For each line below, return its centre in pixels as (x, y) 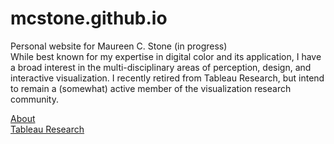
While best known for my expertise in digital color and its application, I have (166, 56)
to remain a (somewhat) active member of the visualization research (151, 88)
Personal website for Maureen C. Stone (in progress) (119, 46)
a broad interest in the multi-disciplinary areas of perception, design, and (161, 67)
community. (34, 99)
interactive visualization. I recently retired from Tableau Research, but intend (167, 78)
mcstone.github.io (89, 18)
